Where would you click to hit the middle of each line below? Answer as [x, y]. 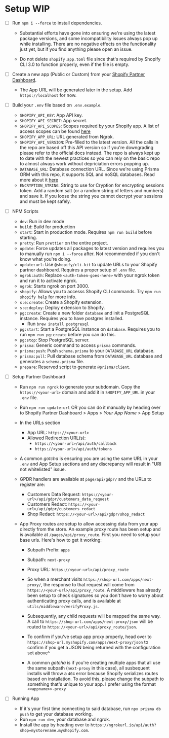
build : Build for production [47, 227]
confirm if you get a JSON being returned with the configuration [94, 648]
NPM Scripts [25, 212]
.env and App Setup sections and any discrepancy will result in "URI [90, 464]
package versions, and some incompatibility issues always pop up [89, 38]
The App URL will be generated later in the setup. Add [76, 90]
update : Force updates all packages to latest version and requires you [92, 249]
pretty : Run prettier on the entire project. [64, 243]
